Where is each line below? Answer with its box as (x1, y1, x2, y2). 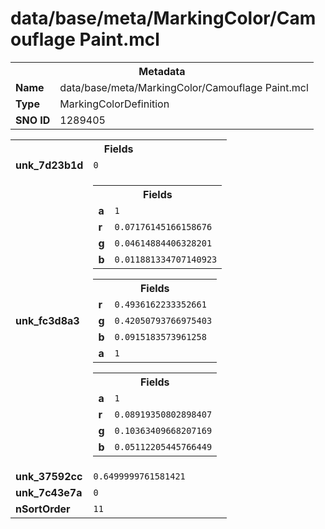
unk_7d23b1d (15, 158, 84, 172)
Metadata (138, 64, 186, 78)
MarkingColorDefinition (59, 97, 170, 111)
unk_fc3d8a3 (15, 313, 80, 327)
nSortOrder (15, 502, 71, 516)
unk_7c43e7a (15, 485, 83, 499)
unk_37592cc (15, 469, 83, 483)
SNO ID (15, 113, 51, 127)
